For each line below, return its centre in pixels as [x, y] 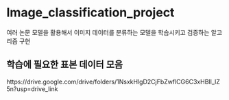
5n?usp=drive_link [32, 89]
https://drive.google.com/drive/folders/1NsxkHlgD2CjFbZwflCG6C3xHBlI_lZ [113, 82]
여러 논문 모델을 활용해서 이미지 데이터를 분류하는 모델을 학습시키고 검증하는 [108, 32]
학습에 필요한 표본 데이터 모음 [65, 65]
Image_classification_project [91, 13]
